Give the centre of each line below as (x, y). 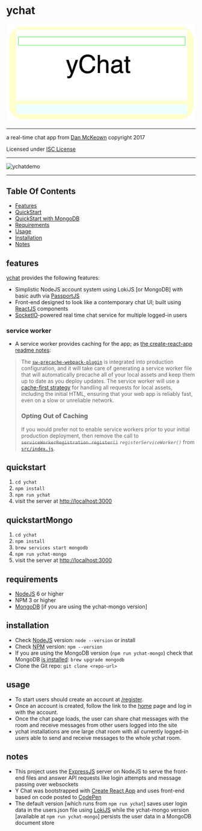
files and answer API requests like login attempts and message (104, 778)
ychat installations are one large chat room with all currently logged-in (102, 731)
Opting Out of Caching (54, 416)
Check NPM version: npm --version (59, 646)
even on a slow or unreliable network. (67, 400)
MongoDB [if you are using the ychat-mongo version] (81, 607)
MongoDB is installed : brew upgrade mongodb (70, 659)
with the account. (36, 712)
